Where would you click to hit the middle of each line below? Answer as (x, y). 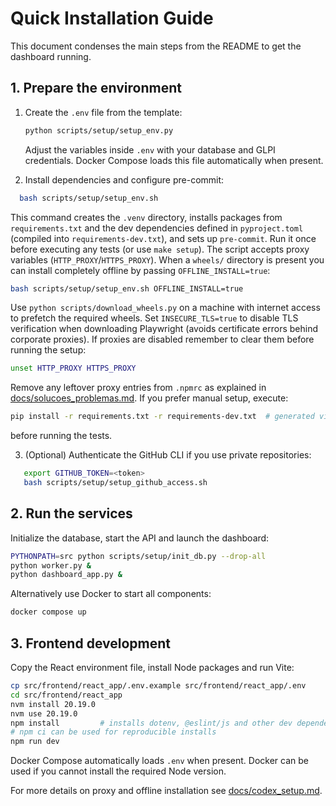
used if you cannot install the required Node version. (118, 771)
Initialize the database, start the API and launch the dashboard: (140, 538)
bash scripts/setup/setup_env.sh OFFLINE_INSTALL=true (127, 288)
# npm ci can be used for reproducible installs (113, 732)
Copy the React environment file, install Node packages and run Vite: (152, 667)
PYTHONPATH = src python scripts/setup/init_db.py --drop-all (138, 556)
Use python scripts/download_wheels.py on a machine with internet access (165, 308)
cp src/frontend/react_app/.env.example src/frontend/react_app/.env (158, 686)
